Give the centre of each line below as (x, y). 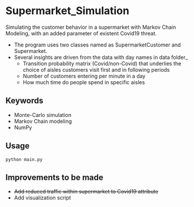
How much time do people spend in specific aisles (84, 82)
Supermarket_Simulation (68, 11)
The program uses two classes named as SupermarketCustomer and (97, 45)
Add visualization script (42, 198)
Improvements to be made (54, 177)
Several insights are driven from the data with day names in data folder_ (101, 57)
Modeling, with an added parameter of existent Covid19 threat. (81, 33)
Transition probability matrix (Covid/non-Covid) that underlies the (102, 64)
